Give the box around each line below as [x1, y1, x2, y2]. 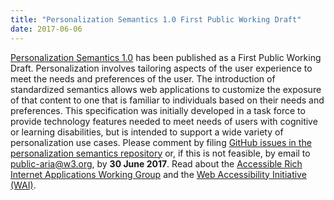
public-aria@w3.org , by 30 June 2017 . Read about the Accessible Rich [10, 157, 303, 170]
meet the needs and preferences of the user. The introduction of [10, 72, 276, 85]
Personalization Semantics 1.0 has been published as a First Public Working [10, 51, 322, 63]
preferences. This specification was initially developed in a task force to [10, 104, 306, 116]
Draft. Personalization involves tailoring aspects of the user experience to [10, 62, 313, 74]
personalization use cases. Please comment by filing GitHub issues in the [10, 136, 312, 148]
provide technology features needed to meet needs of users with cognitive [10, 115, 318, 127]
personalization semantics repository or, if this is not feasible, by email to [10, 147, 311, 159]
